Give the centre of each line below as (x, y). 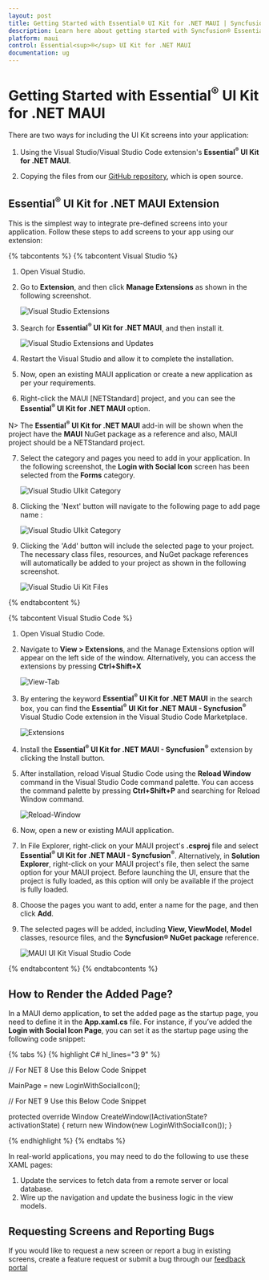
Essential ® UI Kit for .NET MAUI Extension (114, 203)
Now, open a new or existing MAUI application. (97, 830)
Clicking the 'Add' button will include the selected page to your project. (137, 546)
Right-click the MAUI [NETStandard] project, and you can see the (128, 399)
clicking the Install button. (62, 758)
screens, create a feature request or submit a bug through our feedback (127, 1259)
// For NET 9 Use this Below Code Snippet (77, 1101)
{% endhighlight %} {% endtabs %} (67, 1141)
